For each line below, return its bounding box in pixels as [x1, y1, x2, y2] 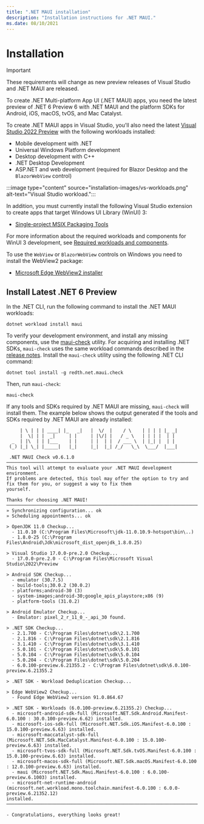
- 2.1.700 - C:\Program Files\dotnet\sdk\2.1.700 [12, 631, 140, 637]
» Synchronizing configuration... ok [6, 507, 102, 514]
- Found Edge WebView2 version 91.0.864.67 [12, 695, 123, 701]
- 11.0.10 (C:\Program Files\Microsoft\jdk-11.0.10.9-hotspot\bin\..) [12, 529, 194, 536]
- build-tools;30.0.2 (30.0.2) [12, 582, 91, 589]
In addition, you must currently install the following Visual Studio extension [6, 202, 192, 210]
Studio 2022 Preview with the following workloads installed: [6, 128, 156, 135]
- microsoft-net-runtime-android [12, 780, 97, 786]
